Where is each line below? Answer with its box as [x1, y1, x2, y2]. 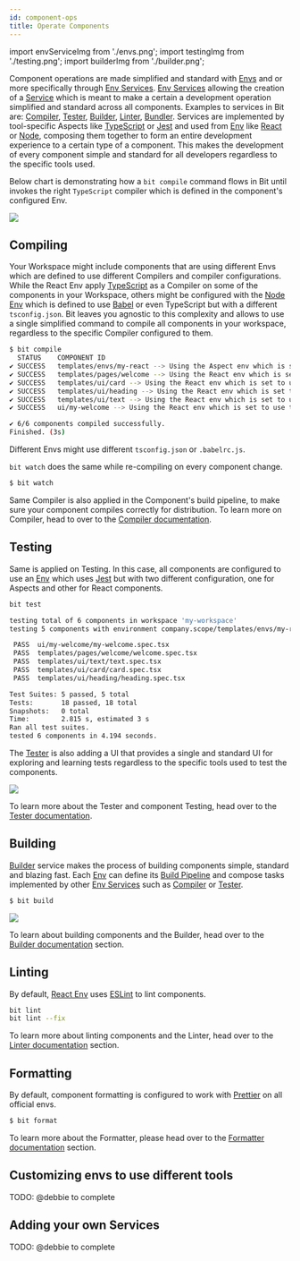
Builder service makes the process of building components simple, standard [9, 860, 289, 871]
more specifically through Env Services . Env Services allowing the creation [9, 82, 285, 93]
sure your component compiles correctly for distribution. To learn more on [9, 504, 283, 515]
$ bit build [9, 896, 54, 905]
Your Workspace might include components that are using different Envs [9, 261, 277, 272]
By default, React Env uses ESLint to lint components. [9, 988, 206, 999]
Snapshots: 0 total [9, 706, 90, 716]
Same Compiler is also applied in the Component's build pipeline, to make [9, 494, 280, 506]
